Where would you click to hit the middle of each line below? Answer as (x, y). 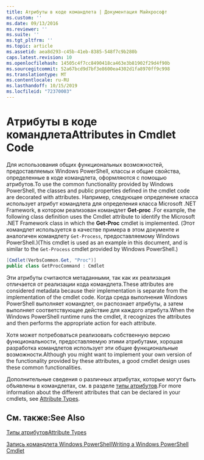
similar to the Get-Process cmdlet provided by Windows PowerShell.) (92, 249)
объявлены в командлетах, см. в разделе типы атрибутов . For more (94, 385)
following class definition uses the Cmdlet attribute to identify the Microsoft (101, 216)
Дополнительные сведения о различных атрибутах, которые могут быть (101, 379)
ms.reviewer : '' (27, 29)
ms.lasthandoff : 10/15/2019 (42, 86)
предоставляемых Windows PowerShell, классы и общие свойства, (93, 171)
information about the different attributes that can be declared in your (93, 392)
